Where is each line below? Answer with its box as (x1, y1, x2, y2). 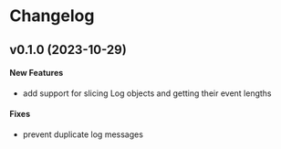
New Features (9, 68, 64, 79)
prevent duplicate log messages (22, 129, 144, 140)
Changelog (9, 5, 95, 27)
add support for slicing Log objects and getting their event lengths (22, 88, 272, 99)
